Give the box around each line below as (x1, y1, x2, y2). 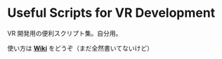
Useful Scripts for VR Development (7, 5, 216, 21)
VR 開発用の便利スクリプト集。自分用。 (7, 29, 122, 37)
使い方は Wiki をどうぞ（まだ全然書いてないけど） (7, 44, 153, 52)
